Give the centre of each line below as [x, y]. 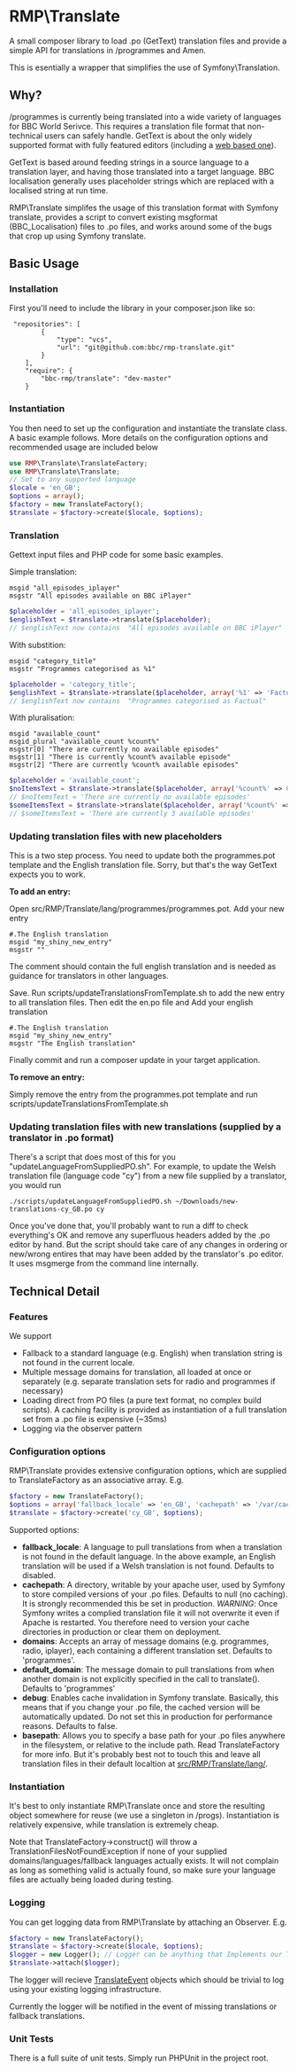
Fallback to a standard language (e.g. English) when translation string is [152, 1353]
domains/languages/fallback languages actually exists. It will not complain [144, 1861]
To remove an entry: [47, 1077]
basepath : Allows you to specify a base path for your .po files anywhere [153, 1735]
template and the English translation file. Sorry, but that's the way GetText [143, 865]
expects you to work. [47, 874]
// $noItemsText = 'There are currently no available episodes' [130, 797]
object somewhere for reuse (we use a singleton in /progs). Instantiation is [145, 1816]
